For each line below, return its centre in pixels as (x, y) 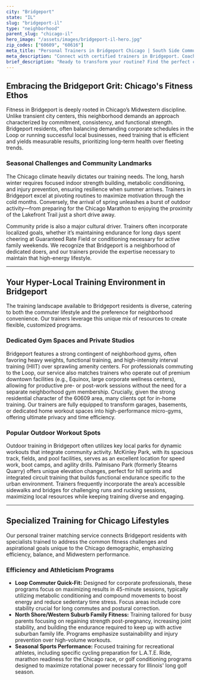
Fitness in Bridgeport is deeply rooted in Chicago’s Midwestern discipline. (96, 110)
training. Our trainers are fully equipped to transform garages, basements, (97, 404)
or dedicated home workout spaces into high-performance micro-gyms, (94, 411)
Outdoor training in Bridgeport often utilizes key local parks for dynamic (94, 446)
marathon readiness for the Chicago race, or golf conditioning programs (103, 659)
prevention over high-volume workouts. (63, 640)
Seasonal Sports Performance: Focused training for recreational (94, 647)
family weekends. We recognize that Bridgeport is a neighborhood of (91, 245)
